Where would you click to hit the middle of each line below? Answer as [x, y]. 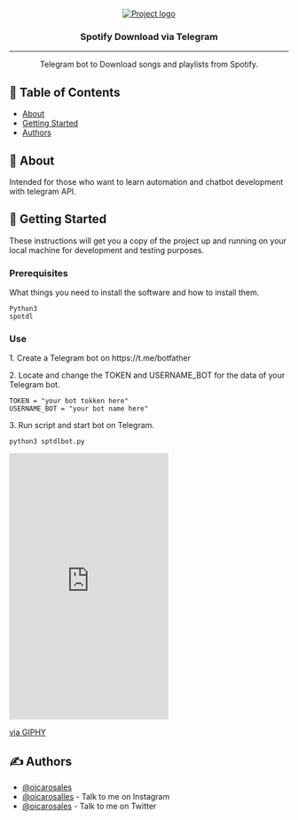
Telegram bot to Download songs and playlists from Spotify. [149, 64]
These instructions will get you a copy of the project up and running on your [148, 241]
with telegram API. [43, 191]
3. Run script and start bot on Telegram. [82, 426]
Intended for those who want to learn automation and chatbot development [146, 181]
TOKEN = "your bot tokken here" [69, 401]
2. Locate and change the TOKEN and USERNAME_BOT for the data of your [147, 375]
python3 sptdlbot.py [47, 442]
